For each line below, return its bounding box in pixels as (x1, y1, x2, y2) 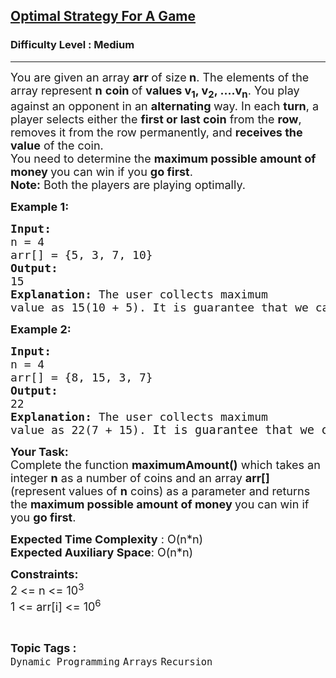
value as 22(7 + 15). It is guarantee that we (10, 423, 315, 438)
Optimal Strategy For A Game (10, 8, 196, 25)
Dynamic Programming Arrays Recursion (10, 656, 213, 669)
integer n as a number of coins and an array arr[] (10, 471, 270, 486)
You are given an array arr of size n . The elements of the (10, 70, 310, 84)
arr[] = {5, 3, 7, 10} (10, 248, 153, 263)
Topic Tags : (10, 641, 77, 656)
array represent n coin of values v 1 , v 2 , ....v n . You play (10, 83, 300, 101)
